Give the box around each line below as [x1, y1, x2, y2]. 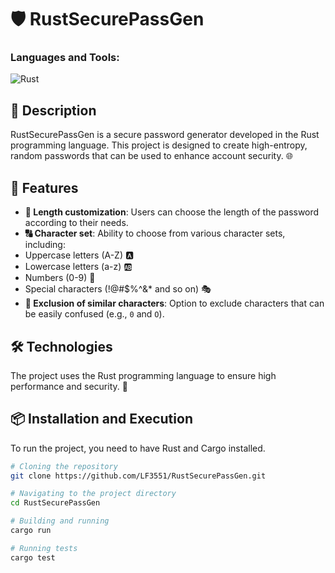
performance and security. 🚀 [10, 380, 128, 392]
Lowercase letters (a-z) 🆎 [24, 261, 133, 273]
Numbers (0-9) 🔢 [24, 272, 96, 284]
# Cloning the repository [10, 461, 118, 471]
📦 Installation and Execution [10, 411, 193, 428]
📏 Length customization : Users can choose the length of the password [24, 206, 320, 218]
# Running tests [10, 543, 78, 553]
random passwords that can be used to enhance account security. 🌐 [10, 150, 293, 162]
